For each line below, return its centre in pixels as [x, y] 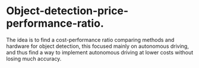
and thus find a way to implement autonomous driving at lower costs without [100, 52]
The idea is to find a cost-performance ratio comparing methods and [90, 40]
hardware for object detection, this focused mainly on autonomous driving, [97, 46]
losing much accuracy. [34, 59]
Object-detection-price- [67, 11]
